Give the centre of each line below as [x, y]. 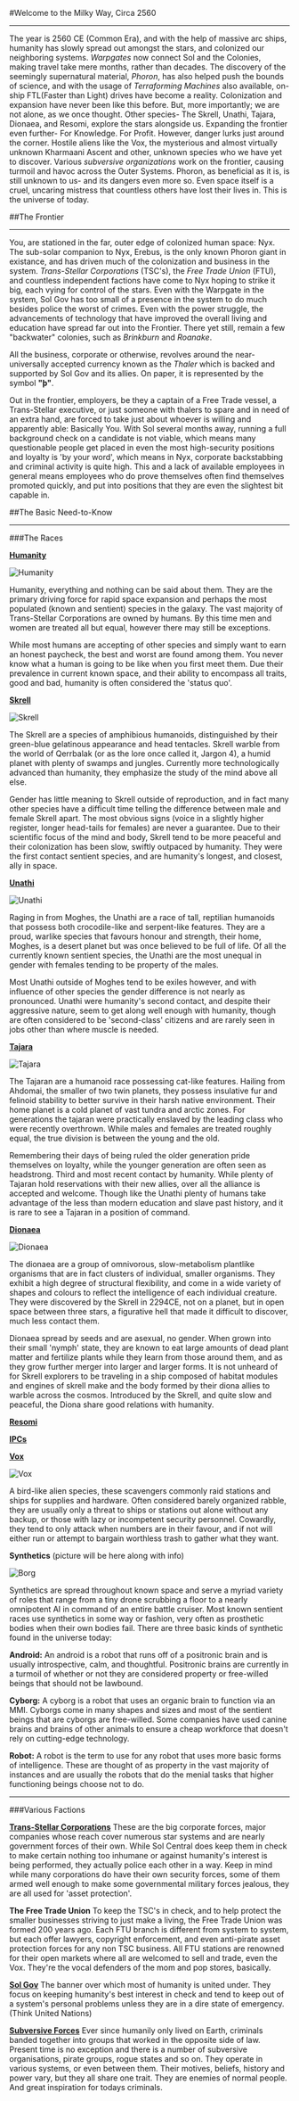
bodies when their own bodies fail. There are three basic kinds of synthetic [146, 1628]
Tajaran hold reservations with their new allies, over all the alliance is [135, 1184]
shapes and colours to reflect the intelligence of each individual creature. [143, 1293]
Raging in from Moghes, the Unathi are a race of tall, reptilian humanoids [142, 917]
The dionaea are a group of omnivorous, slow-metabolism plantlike [132, 1264]
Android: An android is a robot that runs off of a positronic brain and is [139, 1655]
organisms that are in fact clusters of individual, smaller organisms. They [142, 1273]
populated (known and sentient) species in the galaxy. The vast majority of [146, 609]
